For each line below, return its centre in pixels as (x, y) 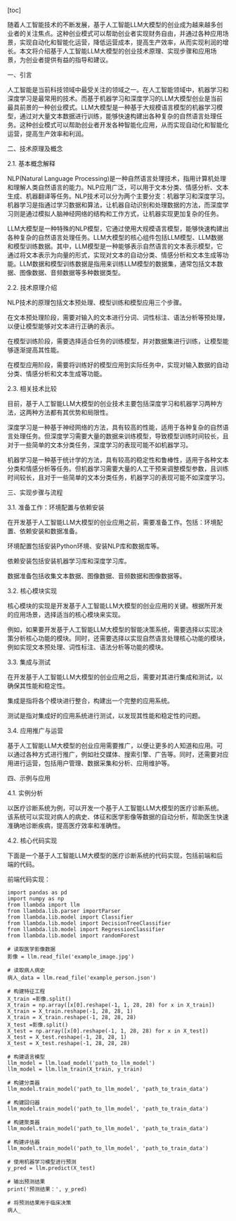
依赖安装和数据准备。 (50, 531)
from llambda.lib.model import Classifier (70, 917)
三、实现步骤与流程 (35, 492)
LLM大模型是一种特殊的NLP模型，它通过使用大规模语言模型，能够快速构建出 (118, 229)
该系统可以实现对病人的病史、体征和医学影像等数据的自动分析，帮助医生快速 (118, 817)
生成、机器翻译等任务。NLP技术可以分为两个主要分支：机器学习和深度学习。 (118, 196)
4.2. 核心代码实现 (32, 840)
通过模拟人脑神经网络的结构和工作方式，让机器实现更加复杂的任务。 (124, 213)
